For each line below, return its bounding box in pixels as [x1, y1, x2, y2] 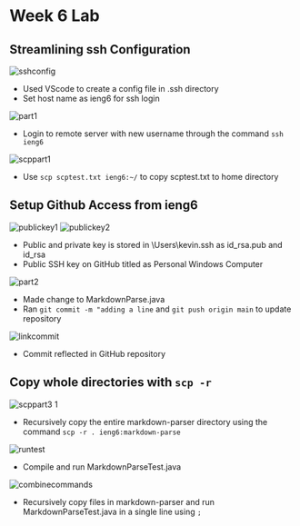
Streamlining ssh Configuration [9, 42, 191, 57]
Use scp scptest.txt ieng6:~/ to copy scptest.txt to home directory [22, 172, 279, 182]
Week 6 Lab [9, 5, 100, 26]
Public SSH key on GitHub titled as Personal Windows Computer [22, 258, 264, 269]
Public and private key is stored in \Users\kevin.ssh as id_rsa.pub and [22, 239, 284, 250]
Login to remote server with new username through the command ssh [22, 128, 284, 139]
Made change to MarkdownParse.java [22, 293, 165, 304]
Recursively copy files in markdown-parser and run [22, 496, 215, 507]
